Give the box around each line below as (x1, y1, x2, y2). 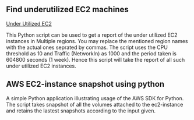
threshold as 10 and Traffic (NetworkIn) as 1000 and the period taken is (6, 50, 177, 57)
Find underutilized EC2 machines (6, 5, 129, 15)
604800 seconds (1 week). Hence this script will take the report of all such (6, 56, 185, 63)
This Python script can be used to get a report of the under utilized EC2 (6, 31, 178, 38)
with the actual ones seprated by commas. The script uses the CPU (6, 44, 168, 51)
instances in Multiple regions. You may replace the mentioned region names (6, 37, 188, 44)
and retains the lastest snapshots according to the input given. (6, 107, 156, 114)
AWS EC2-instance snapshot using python (6, 79, 165, 89)
